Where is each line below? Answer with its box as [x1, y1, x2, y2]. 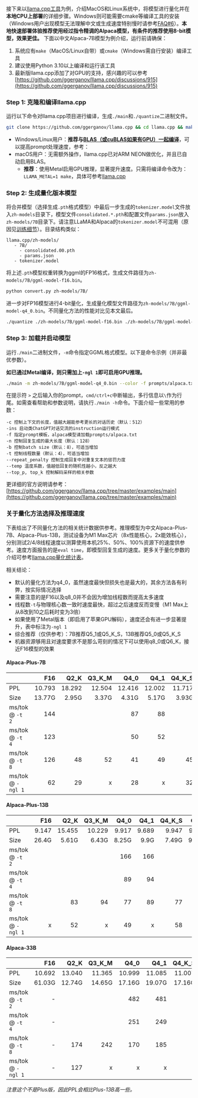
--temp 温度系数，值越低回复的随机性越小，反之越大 [6, 463, 117, 470]
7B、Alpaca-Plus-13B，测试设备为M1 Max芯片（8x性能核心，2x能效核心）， [6, 531, 190, 539]
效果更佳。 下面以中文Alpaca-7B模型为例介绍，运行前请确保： [16, 35, 167, 41]
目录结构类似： [44, 226, 81, 233]
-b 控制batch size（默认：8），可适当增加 [6, 445, 98, 451]
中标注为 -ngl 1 [30, 623, 67, 630]
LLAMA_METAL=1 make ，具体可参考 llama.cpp [23, 173, 126, 180]
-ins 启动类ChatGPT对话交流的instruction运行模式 [6, 426, 120, 432]
